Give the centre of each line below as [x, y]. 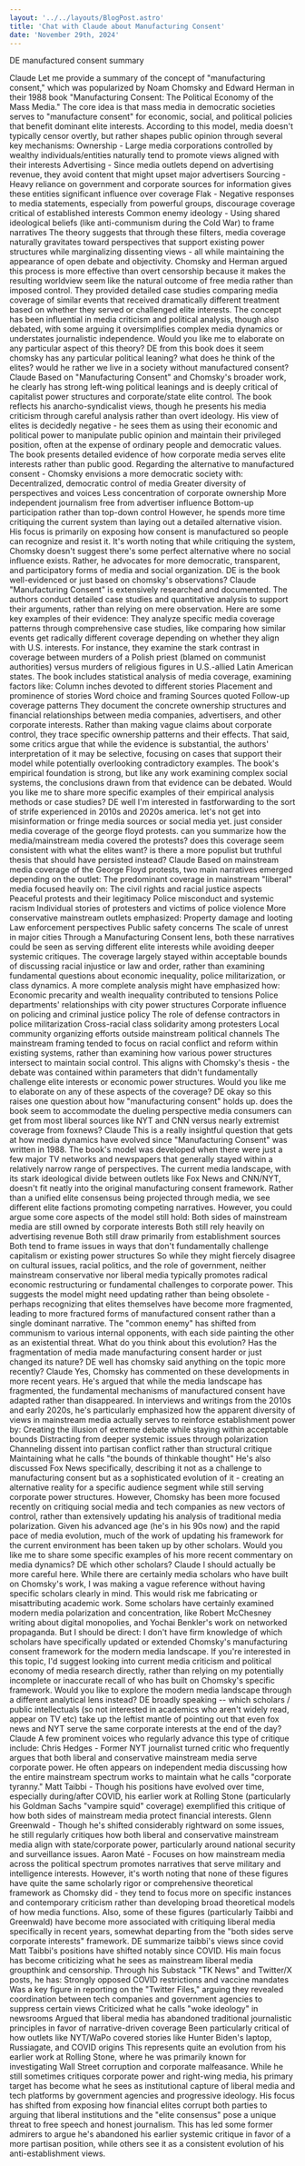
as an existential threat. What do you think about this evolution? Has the [143, 1343]
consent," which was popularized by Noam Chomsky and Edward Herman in [152, 88]
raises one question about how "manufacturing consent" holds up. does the [151, 1101]
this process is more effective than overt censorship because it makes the [148, 271]
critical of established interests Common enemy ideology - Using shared [145, 214]
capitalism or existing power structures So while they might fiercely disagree [152, 1256]
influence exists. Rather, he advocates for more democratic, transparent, [145, 561]
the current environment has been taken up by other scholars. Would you [146, 1545]
